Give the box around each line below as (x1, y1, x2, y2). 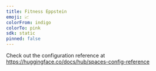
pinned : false (6, 36, 41, 42)
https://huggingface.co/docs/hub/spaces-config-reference (6, 58, 150, 65)
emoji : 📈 (6, 14, 29, 20)
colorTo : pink (6, 25, 41, 31)
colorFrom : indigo (6, 19, 51, 25)
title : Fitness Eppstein (6, 8, 67, 15)
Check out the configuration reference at (6, 52, 105, 59)
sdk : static (6, 31, 35, 36)
